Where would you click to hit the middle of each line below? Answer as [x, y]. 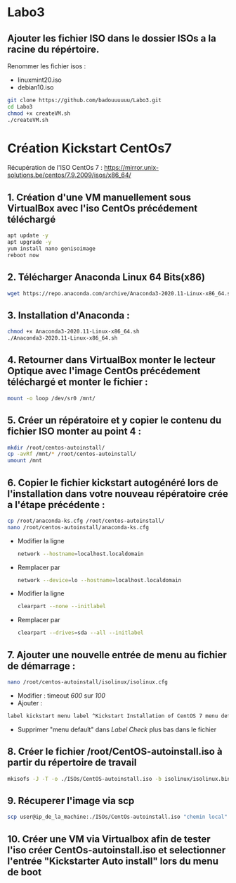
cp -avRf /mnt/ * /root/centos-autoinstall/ [72, 454]
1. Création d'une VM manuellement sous [99, 197]
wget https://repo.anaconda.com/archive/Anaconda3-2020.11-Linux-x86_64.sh [120, 293]
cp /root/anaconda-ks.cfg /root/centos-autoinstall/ [86, 521]
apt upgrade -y [29, 242]
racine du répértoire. [53, 49]
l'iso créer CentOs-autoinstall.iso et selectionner [117, 850]
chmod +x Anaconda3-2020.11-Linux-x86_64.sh [73, 332]
